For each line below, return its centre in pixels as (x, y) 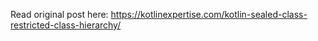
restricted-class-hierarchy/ (66, 25)
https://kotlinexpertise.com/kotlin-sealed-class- (209, 14)
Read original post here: (59, 14)
